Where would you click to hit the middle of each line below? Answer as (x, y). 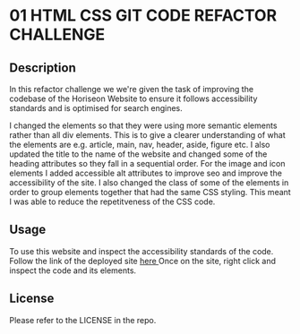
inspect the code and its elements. (73, 270)
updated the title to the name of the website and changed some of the (138, 154)
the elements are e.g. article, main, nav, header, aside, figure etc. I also (140, 145)
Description (43, 68)
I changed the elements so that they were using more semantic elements (143, 125)
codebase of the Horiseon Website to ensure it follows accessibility (133, 98)
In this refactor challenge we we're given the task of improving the (131, 89)
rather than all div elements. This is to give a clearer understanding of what (147, 135)
